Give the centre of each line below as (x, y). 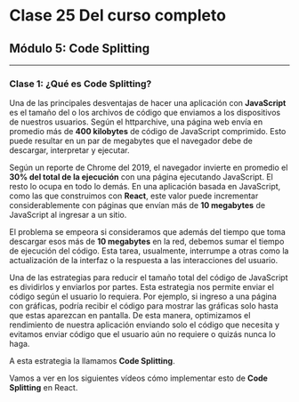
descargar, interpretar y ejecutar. (69, 150)
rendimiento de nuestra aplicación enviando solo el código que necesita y (145, 325)
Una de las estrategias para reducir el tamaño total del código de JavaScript (149, 277)
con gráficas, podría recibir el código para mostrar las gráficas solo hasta (144, 306)
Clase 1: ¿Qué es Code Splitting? (81, 84)
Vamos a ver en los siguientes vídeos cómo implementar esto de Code (139, 378)
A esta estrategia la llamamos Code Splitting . (92, 361)
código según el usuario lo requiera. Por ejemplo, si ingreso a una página (143, 297)
